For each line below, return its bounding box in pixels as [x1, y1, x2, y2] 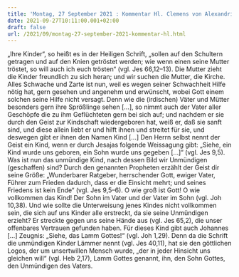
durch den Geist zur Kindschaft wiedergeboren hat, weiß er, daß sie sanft [7, 118, 222, 127]
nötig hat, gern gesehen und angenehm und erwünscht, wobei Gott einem [7, 88, 224, 96]
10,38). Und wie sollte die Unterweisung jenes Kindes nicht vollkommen [7, 201, 217, 210]
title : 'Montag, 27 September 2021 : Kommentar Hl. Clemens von [7, 10, 202, 18]
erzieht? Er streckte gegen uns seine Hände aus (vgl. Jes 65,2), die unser [7, 216, 223, 225]
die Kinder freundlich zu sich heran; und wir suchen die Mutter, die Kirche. [7, 73, 225, 81]
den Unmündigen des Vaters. [7, 261, 93, 271]
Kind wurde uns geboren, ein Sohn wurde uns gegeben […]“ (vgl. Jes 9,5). [7, 148, 225, 157]
